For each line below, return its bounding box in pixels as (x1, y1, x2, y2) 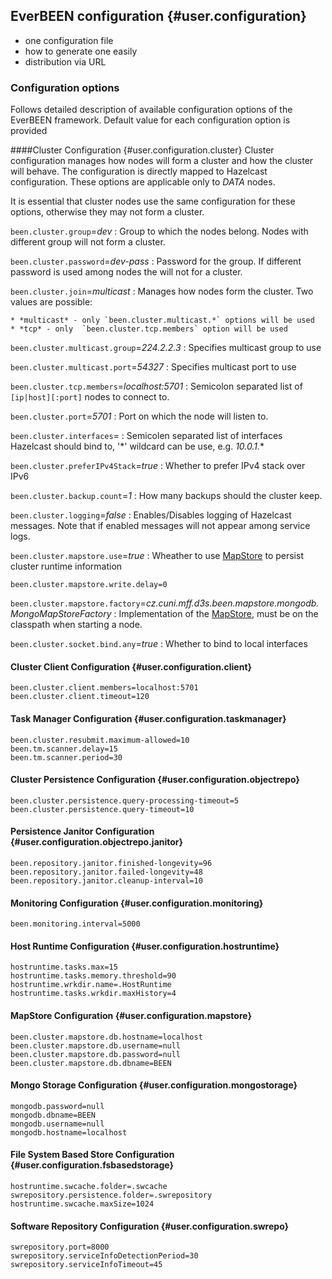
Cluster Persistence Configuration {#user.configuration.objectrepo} (10, 774, 300, 786)
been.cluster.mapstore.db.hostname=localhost (10, 1032, 203, 1042)
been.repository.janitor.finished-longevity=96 (10, 858, 213, 868)
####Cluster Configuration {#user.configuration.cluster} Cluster (10, 144, 275, 156)
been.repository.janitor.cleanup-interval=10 (10, 875, 203, 886)
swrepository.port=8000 (10, 1242, 110, 1253)
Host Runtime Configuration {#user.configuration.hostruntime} (10, 940, 280, 952)
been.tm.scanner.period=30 (10, 752, 123, 763)
